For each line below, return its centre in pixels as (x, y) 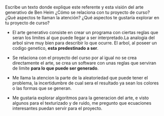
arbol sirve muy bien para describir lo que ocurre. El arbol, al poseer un (84, 43)
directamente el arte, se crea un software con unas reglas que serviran (84, 63)
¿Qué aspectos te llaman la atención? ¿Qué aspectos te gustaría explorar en (82, 18)
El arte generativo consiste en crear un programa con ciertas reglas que (85, 32)
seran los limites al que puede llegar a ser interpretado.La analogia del (83, 38)
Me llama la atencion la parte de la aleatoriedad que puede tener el (80, 78)
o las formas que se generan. (42, 88)
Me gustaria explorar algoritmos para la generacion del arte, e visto (81, 98)
